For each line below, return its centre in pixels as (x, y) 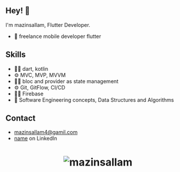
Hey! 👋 (18, 11)
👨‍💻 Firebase (29, 94)
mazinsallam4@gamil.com (46, 132)
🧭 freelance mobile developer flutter (57, 36)
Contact (21, 118)
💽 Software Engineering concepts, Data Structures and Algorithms (94, 99)
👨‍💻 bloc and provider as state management (66, 81)
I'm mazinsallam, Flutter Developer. (48, 25)
